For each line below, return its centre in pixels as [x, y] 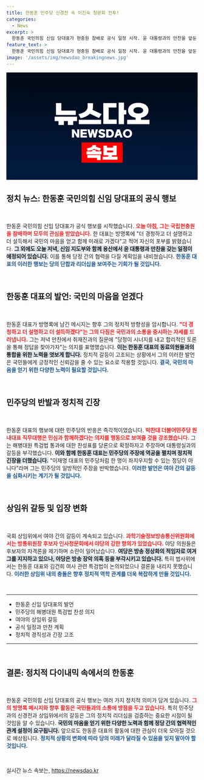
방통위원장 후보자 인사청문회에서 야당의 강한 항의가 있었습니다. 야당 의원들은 [107, 543]
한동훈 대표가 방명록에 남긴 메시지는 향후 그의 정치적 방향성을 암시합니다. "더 [97, 324]
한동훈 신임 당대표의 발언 [44, 604]
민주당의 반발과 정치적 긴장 [53, 403]
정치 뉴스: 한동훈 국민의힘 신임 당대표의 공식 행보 [91, 198]
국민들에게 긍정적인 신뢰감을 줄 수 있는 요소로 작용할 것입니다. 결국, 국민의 [100, 362]
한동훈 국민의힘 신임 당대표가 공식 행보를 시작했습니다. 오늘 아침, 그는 [88, 226]
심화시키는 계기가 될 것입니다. [47, 475]
